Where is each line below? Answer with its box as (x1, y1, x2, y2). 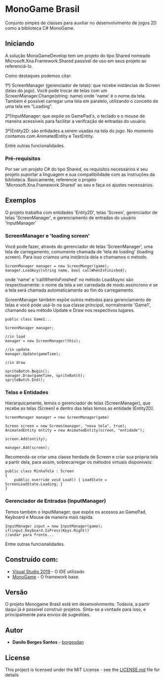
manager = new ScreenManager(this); (5, 339, 81, 343)
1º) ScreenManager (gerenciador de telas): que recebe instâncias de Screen (5, 82, 160, 88)
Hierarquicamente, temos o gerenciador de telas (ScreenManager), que (5, 400, 151, 406)
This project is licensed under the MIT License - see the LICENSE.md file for (5, 667, 160, 673)
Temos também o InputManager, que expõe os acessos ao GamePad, (5, 509, 147, 515)
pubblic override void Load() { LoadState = (14, 478, 107, 483)
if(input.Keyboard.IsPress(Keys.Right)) (5, 528, 90, 533)
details (5, 672, 19, 678)
